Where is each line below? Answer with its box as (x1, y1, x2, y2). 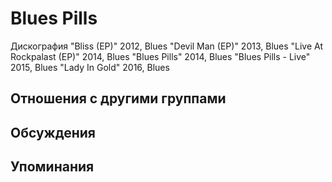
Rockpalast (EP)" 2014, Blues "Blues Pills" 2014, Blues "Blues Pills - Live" (10, 50, 311, 62)
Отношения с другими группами (10, 90, 227, 107)
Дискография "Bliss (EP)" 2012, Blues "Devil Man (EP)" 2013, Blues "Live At (10, 40, 324, 52)
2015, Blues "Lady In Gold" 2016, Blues (10, 61, 170, 73)
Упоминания (10, 158, 95, 176)
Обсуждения (10, 124, 96, 141)
